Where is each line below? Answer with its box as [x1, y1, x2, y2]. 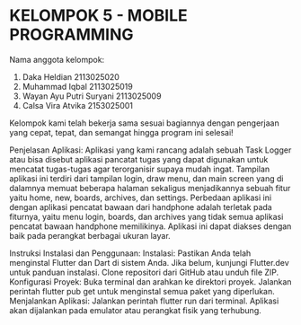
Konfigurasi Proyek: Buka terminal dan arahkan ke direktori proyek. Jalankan [9, 276, 292, 287]
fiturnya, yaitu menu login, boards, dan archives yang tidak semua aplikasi [9, 211, 284, 222]
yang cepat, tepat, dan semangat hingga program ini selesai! [9, 127, 234, 137]
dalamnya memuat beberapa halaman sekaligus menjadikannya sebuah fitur [9, 182, 291, 193]
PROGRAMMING [9, 24, 134, 45]
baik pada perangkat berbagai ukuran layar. [9, 230, 171, 241]
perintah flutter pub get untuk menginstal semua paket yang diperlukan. [9, 285, 276, 296]
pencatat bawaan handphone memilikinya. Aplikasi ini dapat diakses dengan [9, 221, 292, 232]
